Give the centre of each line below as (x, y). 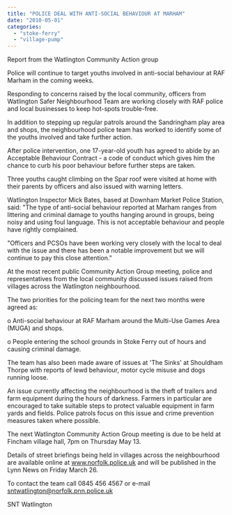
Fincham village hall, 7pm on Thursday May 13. (74, 442)
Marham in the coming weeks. (51, 80)
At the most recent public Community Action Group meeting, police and (110, 271)
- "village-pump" (39, 40)
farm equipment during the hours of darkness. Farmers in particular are (110, 398)
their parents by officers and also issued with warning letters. (95, 186)
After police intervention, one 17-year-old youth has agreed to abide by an (113, 151)
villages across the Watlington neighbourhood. (74, 286)
